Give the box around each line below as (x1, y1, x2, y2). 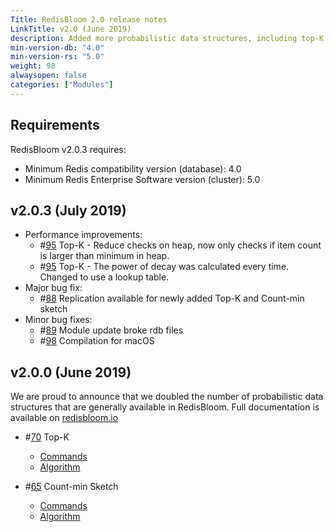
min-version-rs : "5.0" (10, 52, 105, 62)
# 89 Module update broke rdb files (39, 324, 184, 336)
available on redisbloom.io (10, 412, 119, 424)
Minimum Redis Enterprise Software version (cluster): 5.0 (24, 173, 261, 185)
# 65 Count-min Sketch (24, 481, 119, 493)
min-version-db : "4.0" (10, 42, 105, 53)
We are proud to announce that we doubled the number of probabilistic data (10, 391, 324, 403)
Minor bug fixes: (24, 314, 93, 326)
